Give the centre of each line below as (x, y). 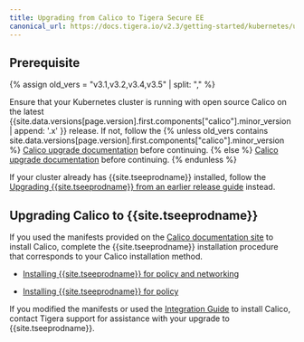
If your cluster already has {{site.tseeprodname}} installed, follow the (138, 177)
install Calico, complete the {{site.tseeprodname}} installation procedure (144, 247)
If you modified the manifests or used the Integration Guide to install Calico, (150, 309)
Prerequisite (45, 63)
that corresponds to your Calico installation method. (106, 256)
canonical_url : (38, 26)
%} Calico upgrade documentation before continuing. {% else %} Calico (144, 150)
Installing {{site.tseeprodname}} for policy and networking (131, 274)
